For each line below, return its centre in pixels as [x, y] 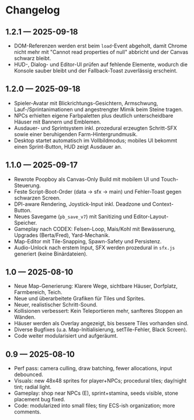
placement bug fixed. [39, 400]
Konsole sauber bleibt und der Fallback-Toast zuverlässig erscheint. [96, 70]
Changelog [33, 10]
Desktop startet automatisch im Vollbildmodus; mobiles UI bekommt [96, 140]
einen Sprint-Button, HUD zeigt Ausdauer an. [68, 146]
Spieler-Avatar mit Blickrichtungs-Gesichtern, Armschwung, [86, 103]
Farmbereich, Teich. [38, 292]
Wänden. [25, 317]
